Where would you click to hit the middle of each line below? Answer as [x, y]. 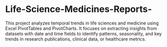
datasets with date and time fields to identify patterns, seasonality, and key [83, 33]
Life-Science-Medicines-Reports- [79, 9]
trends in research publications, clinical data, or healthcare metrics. [76, 39]
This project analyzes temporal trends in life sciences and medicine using [82, 23]
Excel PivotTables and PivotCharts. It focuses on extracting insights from [81, 28]
